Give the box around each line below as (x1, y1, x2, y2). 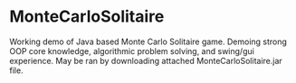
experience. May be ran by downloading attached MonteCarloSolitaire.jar (9, 55, 282, 66)
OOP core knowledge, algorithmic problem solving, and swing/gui (9, 45, 255, 56)
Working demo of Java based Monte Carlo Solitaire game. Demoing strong (9, 36, 288, 47)
